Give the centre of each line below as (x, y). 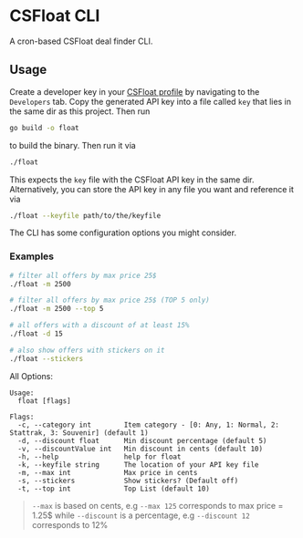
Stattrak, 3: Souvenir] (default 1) (79, 433)
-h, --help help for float (99, 457)
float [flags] (44, 401)
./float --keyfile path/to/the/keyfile (85, 215)
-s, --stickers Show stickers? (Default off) (128, 481)
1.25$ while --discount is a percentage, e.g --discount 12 (141, 515)
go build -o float (44, 128)
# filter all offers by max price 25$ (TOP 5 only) (110, 300)
